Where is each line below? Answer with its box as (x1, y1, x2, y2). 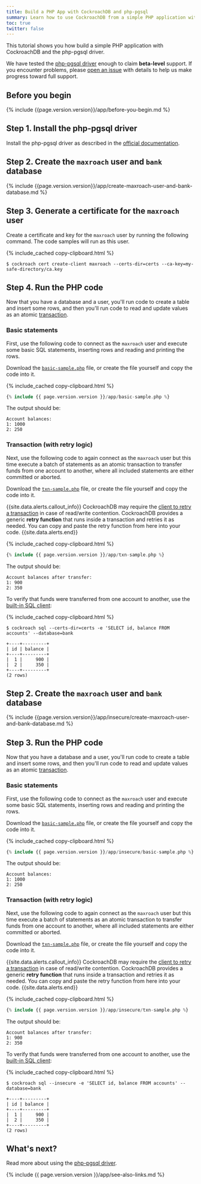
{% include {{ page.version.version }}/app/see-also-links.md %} (6, 1171, 165, 1179)
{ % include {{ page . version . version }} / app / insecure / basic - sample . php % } (6, 849, 194, 855)
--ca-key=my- (161, 261, 194, 267)
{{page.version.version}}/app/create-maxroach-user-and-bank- (34, 182, 193, 189)
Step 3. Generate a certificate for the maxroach (6, 206, 179, 216)
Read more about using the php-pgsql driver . (6, 1159, 117, 1167)
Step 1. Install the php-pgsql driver (6, 124, 138, 134)
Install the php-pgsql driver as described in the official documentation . (6, 139, 180, 146)
